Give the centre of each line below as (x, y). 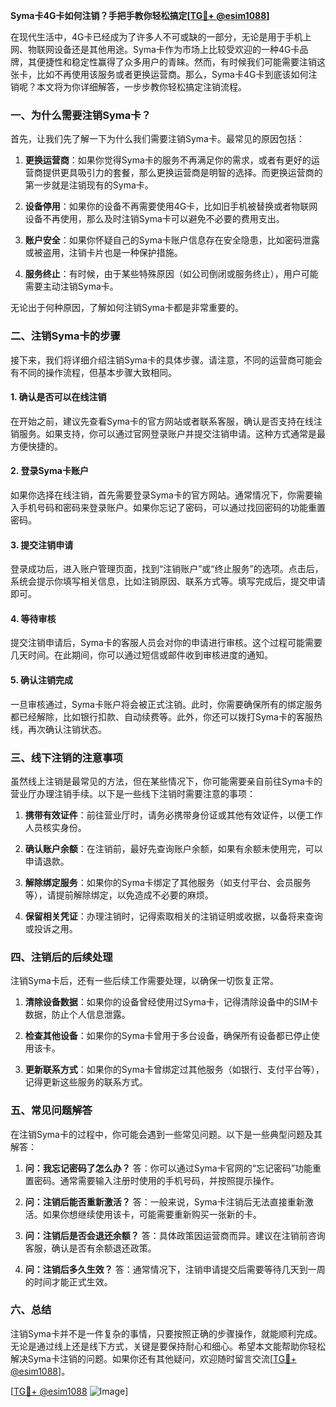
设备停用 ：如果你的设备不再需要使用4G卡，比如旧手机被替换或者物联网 (171, 206)
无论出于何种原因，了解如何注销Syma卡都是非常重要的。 (127, 308)
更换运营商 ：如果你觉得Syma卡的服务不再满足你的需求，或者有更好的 (168, 160)
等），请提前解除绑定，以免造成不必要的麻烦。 (119, 895)
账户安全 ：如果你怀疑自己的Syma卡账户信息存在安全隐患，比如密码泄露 (172, 240)
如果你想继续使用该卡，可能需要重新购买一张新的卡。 (152, 1214)
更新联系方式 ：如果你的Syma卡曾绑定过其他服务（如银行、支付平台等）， (174, 1070)
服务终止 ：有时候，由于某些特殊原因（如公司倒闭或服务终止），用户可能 (171, 274)
